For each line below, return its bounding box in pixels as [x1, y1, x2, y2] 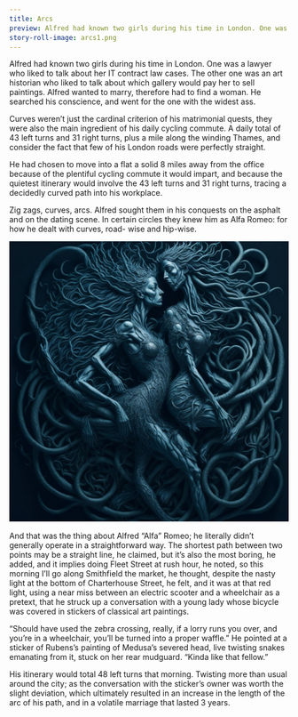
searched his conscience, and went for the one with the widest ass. [9, 96, 256, 107]
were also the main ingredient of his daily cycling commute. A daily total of [9, 123, 281, 133]
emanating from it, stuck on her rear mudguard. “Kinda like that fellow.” [9, 652, 269, 663]
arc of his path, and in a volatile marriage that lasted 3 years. [9, 697, 231, 708]
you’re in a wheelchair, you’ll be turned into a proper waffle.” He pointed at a [9, 632, 288, 644]
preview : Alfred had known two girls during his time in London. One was [9, 23, 288, 33]
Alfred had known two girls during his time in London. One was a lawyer [9, 59, 272, 69]
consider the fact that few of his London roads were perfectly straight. [9, 142, 266, 153]
